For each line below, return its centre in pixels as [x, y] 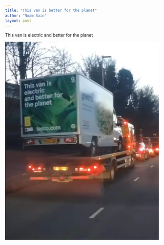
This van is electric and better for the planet [49, 35]
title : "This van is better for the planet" [51, 10]
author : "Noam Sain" [26, 15]
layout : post [18, 21]
